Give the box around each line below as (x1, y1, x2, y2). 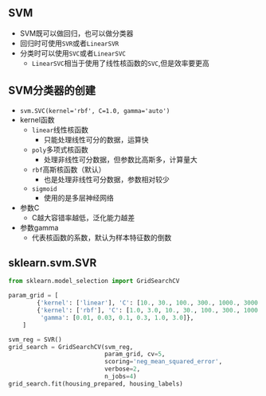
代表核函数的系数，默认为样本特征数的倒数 (31, 232, 172, 242)
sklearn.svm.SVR (8, 256, 97, 270)
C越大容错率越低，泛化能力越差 (31, 212, 135, 222)
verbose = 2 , (104, 365, 141, 373)
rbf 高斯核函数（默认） (31, 165, 106, 174)
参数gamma (19, 223, 59, 232)
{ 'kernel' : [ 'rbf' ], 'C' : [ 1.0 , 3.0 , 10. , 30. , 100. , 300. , (37, 306, 241, 315)
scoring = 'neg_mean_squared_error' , (104, 358, 223, 366)
